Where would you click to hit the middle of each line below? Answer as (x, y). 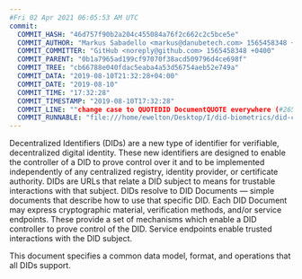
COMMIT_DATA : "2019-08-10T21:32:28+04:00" (98, 76)
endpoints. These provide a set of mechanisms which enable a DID (133, 220)
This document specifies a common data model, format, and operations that (150, 256)
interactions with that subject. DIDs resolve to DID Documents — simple (142, 191)
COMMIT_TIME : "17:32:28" (64, 92)
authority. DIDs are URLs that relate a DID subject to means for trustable (142, 181)
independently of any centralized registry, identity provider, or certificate (144, 172)
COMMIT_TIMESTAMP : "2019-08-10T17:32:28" (96, 101)
